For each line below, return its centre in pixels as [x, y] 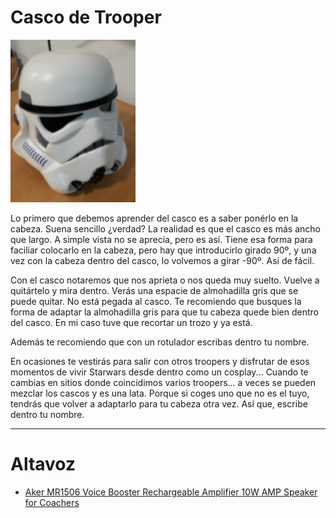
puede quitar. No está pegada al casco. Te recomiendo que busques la [156, 301]
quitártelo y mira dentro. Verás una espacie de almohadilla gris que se [154, 290]
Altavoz [43, 464]
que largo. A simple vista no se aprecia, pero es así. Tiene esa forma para [161, 239]
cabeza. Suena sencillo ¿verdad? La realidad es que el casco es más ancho [165, 228]
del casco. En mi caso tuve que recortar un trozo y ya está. [131, 322]
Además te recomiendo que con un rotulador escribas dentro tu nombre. [160, 342]
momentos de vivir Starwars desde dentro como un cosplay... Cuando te [159, 372]
